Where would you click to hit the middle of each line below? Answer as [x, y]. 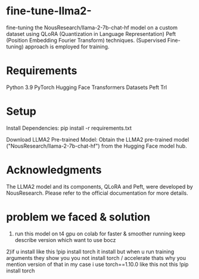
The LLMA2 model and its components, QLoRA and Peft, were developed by [100, 186]
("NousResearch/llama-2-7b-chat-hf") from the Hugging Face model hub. [97, 146]
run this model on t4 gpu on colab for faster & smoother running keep [100, 234]
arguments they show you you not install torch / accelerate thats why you [96, 257]
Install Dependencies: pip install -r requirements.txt [69, 128]
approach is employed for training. [67, 47]
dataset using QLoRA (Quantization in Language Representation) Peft [91, 33]
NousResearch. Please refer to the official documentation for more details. [97, 193]
